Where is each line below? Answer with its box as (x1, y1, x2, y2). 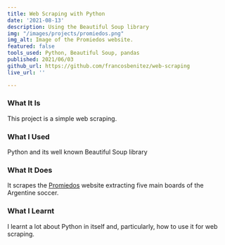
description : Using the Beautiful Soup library (7, 23, 150, 30)
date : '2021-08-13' (7, 17, 65, 24)
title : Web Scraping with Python (7, 10, 105, 18)
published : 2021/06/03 (7, 56, 74, 63)
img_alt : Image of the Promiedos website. (7, 37, 134, 44)
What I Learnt (7, 206, 55, 216)
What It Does (7, 166, 53, 176)
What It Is (7, 98, 41, 108)
